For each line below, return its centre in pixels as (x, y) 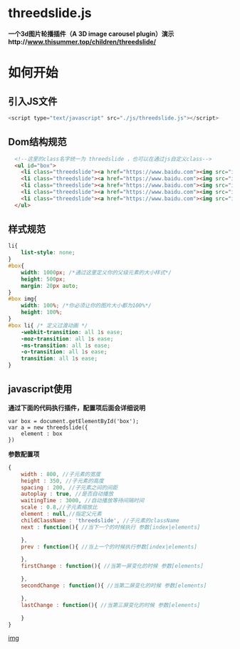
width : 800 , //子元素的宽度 (61, 474)
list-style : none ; (48, 253)
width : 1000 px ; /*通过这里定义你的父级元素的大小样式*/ (96, 272)
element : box (42, 433)
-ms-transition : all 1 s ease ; (66, 346)
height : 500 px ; (43, 279)
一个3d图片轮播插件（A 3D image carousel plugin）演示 (91, 33)
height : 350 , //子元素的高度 (62, 481)
